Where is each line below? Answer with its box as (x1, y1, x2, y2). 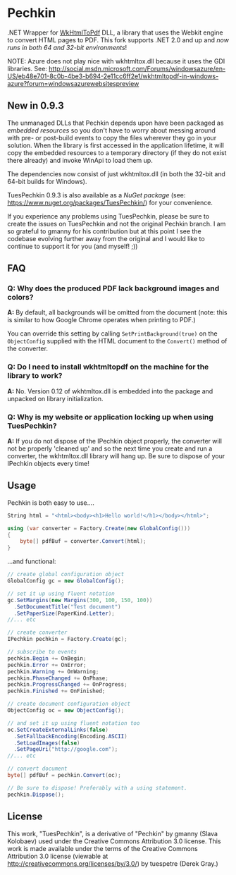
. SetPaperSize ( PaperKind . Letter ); (13, 610, 115, 617)
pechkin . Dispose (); (7, 791, 65, 798)
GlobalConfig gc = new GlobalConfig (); (7, 577, 125, 585)
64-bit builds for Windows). (7, 177, 87, 185)
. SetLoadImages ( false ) (13, 739, 80, 747)
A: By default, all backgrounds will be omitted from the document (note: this (7, 308, 228, 317)
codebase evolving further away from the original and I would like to (7, 234, 206, 243)
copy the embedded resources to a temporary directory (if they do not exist (7, 148, 227, 157)
